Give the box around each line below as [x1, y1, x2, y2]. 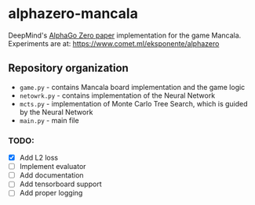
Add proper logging [19, 189, 83, 198]
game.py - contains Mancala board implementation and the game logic [19, 82, 246, 92]
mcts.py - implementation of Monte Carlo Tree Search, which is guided [19, 99, 249, 108]
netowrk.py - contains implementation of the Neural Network [19, 91, 216, 100]
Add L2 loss [19, 153, 59, 163]
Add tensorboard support [19, 179, 102, 189]
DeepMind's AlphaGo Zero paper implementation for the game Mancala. [8, 31, 242, 40]
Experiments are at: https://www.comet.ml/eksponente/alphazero [8, 38, 220, 48]
